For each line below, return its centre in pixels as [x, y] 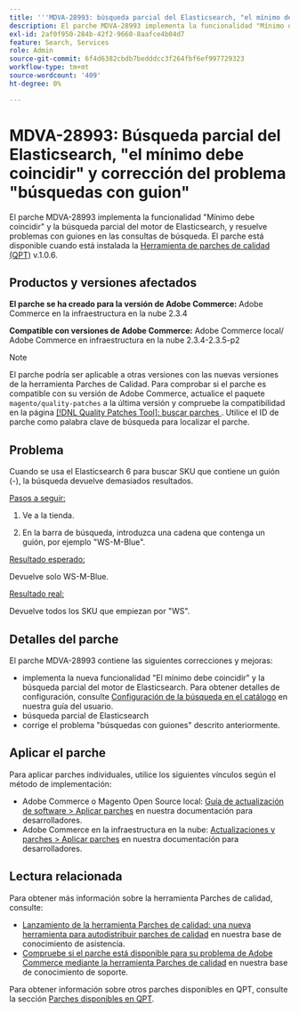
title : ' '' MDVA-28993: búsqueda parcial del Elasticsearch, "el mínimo [145, 17]
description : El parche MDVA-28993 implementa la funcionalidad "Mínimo [147, 26]
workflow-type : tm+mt [49, 68]
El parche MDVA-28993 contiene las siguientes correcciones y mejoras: [141, 660]
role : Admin [31, 51]
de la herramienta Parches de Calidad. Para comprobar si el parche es [138, 385]
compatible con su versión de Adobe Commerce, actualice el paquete [137, 393]
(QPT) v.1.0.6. [33, 255]
